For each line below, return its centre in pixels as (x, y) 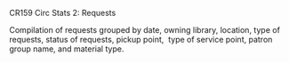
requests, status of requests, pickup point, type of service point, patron (141, 39)
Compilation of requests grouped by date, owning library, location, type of (144, 30)
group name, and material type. (67, 49)
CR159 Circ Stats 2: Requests (63, 13)
